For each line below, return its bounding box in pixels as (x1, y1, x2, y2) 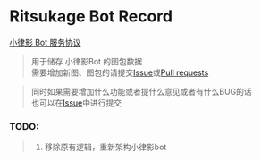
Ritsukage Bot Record (9, 6, 173, 27)
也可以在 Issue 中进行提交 (30, 97, 122, 108)
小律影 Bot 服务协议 (9, 37, 82, 47)
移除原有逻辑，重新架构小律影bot (44, 141, 167, 153)
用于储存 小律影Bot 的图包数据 (30, 55, 143, 66)
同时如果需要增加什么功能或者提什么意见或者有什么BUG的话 (30, 86, 252, 97)
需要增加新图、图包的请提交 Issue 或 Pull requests (30, 67, 209, 78)
